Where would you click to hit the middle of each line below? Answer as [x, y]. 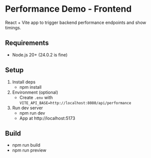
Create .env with [36, 97]
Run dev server [27, 108]
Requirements [27, 43]
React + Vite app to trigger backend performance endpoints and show [76, 22]
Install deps [24, 82]
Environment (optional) [35, 92]
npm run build [26, 145]
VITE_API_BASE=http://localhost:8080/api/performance [75, 103]
